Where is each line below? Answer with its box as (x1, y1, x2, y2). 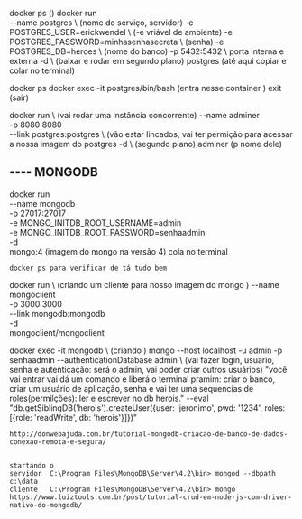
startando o (9, 460, 54, 470)
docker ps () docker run (9, 8, 97, 18)
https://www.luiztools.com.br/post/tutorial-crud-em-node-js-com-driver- (9, 492, 293, 502)
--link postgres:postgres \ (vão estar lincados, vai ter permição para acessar (9, 129, 293, 139)
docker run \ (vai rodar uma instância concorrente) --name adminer (9, 110, 260, 120)
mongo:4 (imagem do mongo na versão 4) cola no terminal (9, 246, 228, 256)
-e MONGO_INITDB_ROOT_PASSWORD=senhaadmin (9, 227, 206, 237)
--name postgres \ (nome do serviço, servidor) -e (9, 17, 194, 28)
